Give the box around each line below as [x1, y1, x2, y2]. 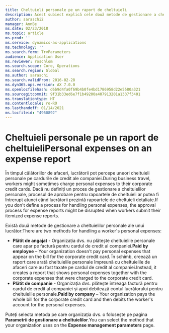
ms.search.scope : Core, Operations [5, 63, 80, 68]
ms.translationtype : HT [5, 96, 55, 101]
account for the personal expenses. [12, 301, 87, 307]
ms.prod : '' [5, 36, 30, 41]
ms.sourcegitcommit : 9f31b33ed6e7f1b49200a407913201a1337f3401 [5, 92, 141, 97]
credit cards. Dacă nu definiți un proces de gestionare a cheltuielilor [5, 186, 146, 192]
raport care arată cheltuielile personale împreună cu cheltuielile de [12, 259, 150, 265]
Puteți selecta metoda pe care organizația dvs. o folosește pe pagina [5, 311, 147, 317]
